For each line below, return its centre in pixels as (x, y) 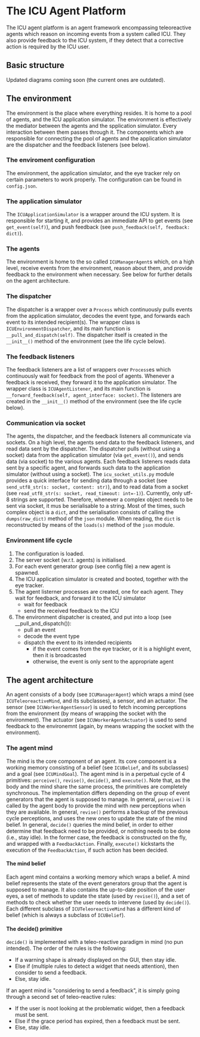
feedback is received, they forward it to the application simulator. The (92, 382)
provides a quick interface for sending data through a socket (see (87, 481)
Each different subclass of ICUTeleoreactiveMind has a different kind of (93, 909)
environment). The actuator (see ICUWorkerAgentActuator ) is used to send (96, 720)
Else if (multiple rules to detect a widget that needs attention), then (97, 967)
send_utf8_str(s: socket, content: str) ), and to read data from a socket (97, 487)
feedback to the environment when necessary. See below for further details (99, 274)
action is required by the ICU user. (48, 47)
